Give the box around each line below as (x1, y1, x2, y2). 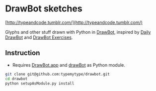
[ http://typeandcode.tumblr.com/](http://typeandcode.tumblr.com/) (5, 19, 143, 25)
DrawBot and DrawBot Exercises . (5, 34, 73, 40)
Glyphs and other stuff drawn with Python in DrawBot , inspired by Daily (5, 29, 151, 35)
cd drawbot (5, 76, 28, 81)
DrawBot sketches (5, 3, 83, 14)
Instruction (5, 49, 40, 57)
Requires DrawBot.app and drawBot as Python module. (12, 62, 126, 68)
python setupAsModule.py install (5, 81, 75, 86)
